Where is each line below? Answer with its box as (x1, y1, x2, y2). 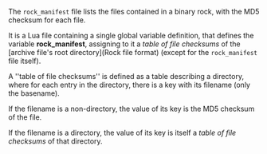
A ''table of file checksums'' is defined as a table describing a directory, (8, 72, 245, 81)
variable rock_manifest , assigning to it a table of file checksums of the (8, 39, 241, 49)
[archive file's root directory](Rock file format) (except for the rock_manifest (8, 48, 257, 57)
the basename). (8, 89, 60, 98)
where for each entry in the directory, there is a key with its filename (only (8, 80, 251, 89)
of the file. (8, 113, 42, 122)
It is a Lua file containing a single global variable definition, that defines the (8, 31, 254, 40)
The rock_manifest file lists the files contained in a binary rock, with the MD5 (8, 7, 260, 16)
